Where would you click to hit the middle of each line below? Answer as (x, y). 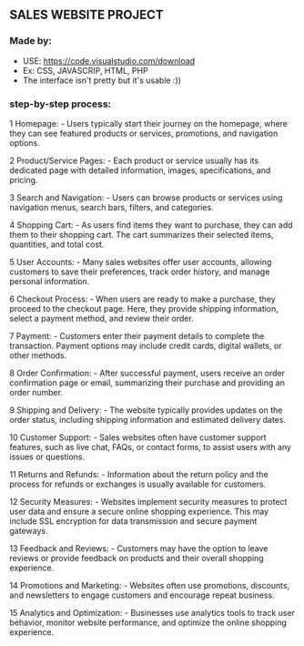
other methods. (38, 355)
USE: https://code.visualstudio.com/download (109, 61)
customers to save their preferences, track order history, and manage (140, 272)
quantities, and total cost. (57, 244)
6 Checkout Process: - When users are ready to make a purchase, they (142, 299)
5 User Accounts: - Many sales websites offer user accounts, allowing (141, 261)
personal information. (50, 281)
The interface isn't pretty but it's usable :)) (102, 80)
